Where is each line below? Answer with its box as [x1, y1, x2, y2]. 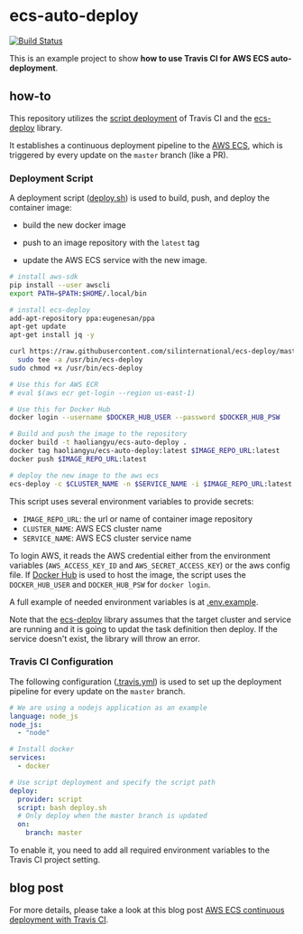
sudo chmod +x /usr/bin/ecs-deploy [9, 363, 143, 373]
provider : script [17, 795, 83, 804]
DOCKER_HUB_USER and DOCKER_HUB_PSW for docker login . [9, 579, 211, 590]
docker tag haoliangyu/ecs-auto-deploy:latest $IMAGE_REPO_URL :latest [9, 447, 280, 456]
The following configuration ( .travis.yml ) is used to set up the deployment [9, 675, 282, 687]
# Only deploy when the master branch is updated [17, 811, 207, 821]
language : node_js [9, 712, 78, 721]
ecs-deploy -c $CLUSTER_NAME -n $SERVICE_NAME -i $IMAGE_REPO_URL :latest [9, 479, 293, 488]
